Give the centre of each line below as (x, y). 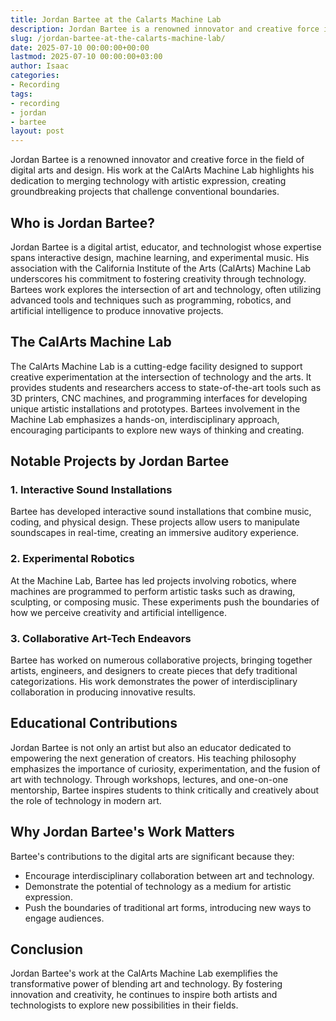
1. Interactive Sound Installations (91, 490)
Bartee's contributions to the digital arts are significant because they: (152, 856)
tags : (21, 94)
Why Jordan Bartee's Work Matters (122, 832)
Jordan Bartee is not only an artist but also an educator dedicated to (151, 747)
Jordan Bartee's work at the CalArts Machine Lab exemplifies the (144, 973)
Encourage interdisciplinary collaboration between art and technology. (169, 875)
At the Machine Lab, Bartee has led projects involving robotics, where (153, 580)
